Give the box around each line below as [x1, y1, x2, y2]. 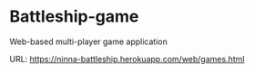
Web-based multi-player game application [9, 36, 168, 47]
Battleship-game [9, 6, 139, 27]
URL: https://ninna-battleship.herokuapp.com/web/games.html [9, 53, 245, 64]
